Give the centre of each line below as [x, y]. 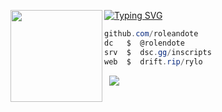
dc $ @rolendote [144, 43]
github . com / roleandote [151, 34]
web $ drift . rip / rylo [153, 61]
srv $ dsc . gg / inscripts [158, 52]
